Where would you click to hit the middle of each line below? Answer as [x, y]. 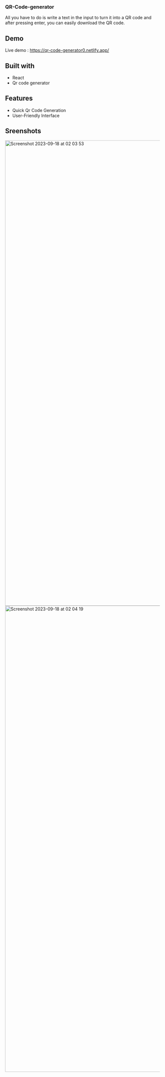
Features [19, 98]
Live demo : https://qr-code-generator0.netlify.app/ [57, 50]
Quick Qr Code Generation [39, 110]
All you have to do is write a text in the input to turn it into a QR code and [78, 18]
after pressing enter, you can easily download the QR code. [65, 23]
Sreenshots [23, 131]
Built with [20, 66]
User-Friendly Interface [36, 115]
